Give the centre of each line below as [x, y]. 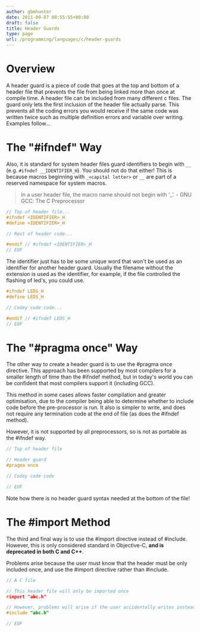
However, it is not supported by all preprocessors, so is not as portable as [96, 432]
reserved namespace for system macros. [57, 183]
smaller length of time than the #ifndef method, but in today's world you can [100, 377]
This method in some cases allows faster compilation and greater [86, 395]
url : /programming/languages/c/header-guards [63, 39]
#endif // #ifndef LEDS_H [38, 318]
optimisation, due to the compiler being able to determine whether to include [100, 401]
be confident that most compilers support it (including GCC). [80, 383]
